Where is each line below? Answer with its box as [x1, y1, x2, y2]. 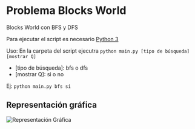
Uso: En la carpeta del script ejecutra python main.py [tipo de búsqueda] [6, 47, 190, 55]
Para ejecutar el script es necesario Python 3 [6, 35, 119, 42]
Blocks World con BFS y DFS [6, 24, 78, 31]
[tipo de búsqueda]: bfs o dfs [15, 64, 88, 71]
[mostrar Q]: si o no [15, 70, 64, 78]
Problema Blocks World [6, 4, 127, 18]
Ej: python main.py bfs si [6, 82, 71, 90]
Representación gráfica [6, 100, 97, 110]
